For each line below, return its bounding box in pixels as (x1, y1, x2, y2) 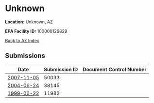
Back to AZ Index (5, 37, 39, 44)
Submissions (5, 52, 45, 60)
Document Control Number (82, 66, 147, 73)
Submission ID (43, 66, 78, 73)
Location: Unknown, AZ (5, 19, 53, 25)
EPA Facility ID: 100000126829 (5, 28, 68, 34)
